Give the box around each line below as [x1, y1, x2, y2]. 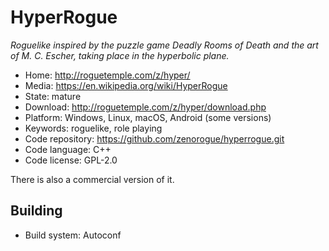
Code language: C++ [24, 143, 112, 155]
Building [10, 202, 63, 220]
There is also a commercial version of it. [10, 173, 175, 185]
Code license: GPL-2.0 [24, 154, 118, 166]
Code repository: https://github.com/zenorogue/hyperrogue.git [24, 132, 285, 145]
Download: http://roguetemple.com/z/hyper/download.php [24, 101, 267, 113]
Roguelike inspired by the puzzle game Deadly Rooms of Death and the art [10, 39, 319, 51]
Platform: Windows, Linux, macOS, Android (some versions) [24, 111, 272, 123]
